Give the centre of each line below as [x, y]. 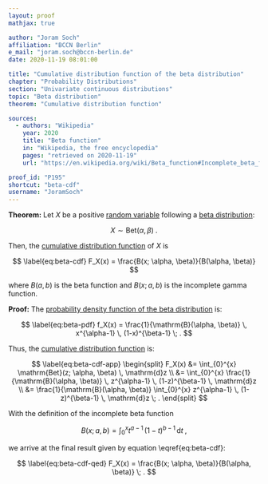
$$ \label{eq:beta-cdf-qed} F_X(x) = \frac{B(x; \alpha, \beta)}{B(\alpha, [134, 463]
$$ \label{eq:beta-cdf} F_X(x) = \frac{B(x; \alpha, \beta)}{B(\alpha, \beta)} [134, 261]
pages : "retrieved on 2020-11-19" [80, 155]
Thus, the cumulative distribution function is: [81, 349]
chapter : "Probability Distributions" [73, 81]
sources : [23, 118]
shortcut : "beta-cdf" [44, 184]
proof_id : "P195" [37, 177]
